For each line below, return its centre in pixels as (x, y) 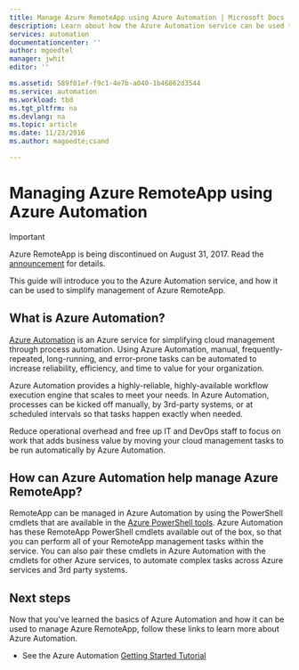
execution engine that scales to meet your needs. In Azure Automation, (139, 395)
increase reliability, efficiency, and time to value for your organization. (137, 368)
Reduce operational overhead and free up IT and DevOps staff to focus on (145, 431)
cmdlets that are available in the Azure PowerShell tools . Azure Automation (146, 523)
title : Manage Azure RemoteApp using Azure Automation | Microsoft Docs (147, 17)
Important (27, 236)
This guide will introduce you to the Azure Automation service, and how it (144, 281)
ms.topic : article (43, 125)
